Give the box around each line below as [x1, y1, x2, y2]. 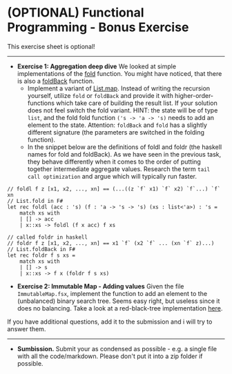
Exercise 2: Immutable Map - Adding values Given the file [17, 282, 184, 291]
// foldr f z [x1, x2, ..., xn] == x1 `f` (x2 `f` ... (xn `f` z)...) [7, 239, 215, 246]
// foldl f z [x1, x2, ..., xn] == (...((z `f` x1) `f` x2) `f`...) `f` [7, 185, 221, 193]
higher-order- [175, 91, 214, 99]
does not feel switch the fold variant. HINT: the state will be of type [27, 106, 218, 115]
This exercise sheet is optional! [7, 42, 95, 50]
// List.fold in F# [7, 197, 64, 204]
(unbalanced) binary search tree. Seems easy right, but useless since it [17, 297, 220, 305]
